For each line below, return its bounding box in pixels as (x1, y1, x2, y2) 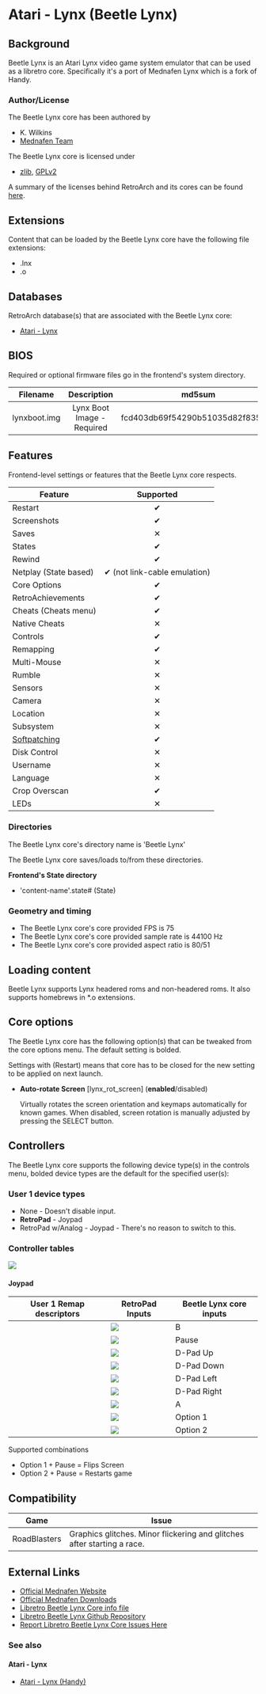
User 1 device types (8, 1188, 85, 1199)
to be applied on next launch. (8, 1069, 104, 1078)
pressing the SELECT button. (19, 1116, 114, 1126)
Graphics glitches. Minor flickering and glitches (69, 1529, 245, 1540)
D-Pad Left (175, 1373, 218, 1384)
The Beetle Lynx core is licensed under (8, 152, 135, 161)
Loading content (8, 963, 91, 977)
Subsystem (12, 720, 54, 731)
